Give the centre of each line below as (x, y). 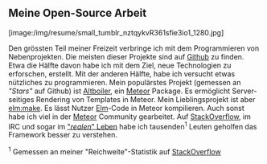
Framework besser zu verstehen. (63, 135)
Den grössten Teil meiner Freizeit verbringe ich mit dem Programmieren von (134, 48)
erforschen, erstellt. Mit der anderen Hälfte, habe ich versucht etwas (122, 74)
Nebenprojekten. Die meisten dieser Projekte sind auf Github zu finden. (126, 56)
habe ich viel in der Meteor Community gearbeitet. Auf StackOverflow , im (129, 117)
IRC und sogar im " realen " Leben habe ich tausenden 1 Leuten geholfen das (133, 125)
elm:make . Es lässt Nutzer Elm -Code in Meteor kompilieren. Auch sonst (127, 108)
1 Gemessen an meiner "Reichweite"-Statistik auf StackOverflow (115, 151)
